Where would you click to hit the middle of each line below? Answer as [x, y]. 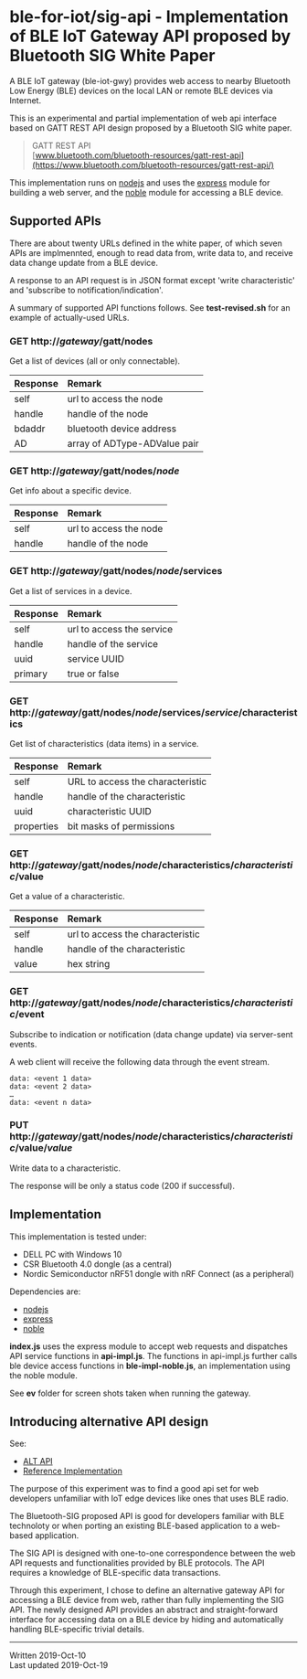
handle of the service [112, 643]
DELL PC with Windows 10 [72, 1254]
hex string [89, 964]
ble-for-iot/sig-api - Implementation [149, 17]
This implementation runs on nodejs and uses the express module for [140, 182]
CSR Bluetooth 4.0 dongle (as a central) [97, 1264]
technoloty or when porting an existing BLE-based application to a [134, 1526]
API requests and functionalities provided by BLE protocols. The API [137, 1563]
